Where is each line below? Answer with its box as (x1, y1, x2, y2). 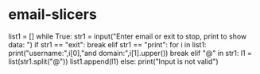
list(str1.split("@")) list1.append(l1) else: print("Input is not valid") (8, 57, 219, 66)
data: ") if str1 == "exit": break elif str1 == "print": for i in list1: (8, 39, 207, 49)
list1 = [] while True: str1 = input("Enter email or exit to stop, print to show (8, 31, 247, 41)
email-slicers (8, 6, 97, 24)
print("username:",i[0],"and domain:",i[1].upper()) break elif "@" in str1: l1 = (8, 48, 253, 57)
